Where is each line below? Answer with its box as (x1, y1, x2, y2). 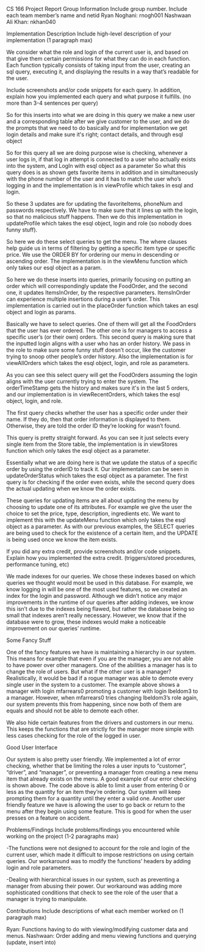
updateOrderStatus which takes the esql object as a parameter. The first (6, 472, 188, 479)
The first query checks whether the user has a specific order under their (6, 409, 188, 416)
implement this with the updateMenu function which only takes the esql (6, 516, 186, 523)
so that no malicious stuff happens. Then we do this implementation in (6, 213, 183, 220)
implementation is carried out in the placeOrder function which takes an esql (6, 302, 199, 309)
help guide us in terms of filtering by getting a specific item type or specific (6, 244, 196, 252)
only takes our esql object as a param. (6, 264, 103, 271)
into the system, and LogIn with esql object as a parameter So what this (6, 162, 186, 169)
